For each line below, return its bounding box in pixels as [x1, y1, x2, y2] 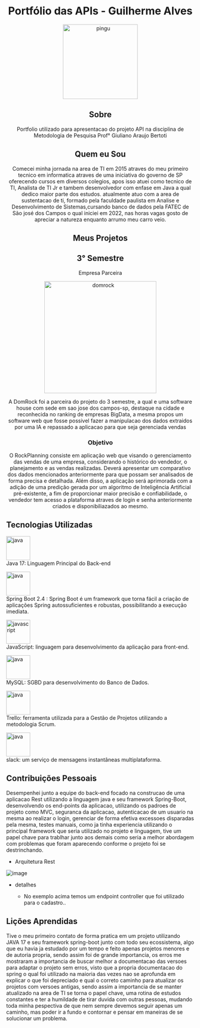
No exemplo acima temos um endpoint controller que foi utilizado [23, 892, 184, 900]
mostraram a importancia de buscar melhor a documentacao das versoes [6, 958, 187, 965]
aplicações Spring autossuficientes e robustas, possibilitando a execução [6, 602, 187, 609]
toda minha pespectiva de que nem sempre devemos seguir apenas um [6, 1002, 183, 1009]
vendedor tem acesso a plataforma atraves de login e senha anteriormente [8, 496, 192, 504]
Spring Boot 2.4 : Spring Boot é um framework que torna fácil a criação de [6, 595, 189, 602]
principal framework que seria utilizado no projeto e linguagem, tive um [6, 827, 181, 834]
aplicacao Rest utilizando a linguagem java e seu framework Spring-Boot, [6, 796, 187, 803]
